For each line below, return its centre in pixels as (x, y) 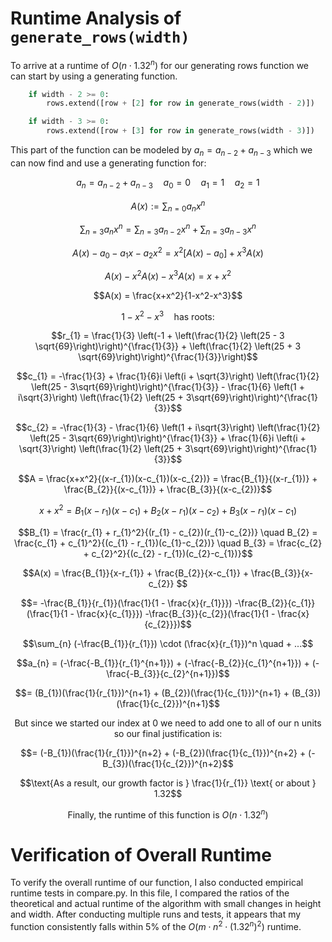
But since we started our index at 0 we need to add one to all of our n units (168, 723)
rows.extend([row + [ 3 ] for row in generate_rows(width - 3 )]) (180, 131)
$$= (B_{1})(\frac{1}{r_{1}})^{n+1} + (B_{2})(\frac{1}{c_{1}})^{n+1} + (152, 693)
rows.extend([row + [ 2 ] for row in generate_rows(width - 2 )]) (180, 103)
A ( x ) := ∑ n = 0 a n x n (168, 206)
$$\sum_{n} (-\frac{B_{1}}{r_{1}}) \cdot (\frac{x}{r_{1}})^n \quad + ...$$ (168, 643)
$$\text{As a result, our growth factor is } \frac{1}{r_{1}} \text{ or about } (168, 783)
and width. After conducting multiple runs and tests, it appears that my (156, 914)
